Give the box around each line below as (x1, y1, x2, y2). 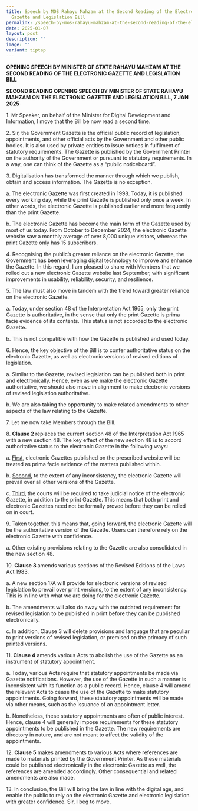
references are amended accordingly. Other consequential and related (6, 767, 177, 775)
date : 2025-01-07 (6, 25, 49, 31)
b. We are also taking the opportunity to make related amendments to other (6, 400, 189, 408)
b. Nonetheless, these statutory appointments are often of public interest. (6, 712, 184, 719)
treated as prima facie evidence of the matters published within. (6, 460, 161, 467)
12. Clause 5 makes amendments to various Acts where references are (6, 749, 178, 756)
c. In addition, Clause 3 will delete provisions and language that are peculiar (6, 628, 190, 635)
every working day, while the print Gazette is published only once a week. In (6, 196, 192, 203)
